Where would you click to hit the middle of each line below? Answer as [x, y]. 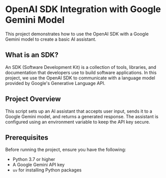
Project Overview [33, 99]
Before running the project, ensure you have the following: [66, 150]
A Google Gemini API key [38, 165]
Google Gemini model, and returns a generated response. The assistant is [82, 116]
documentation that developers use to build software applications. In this [81, 72]
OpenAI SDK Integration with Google [83, 9]
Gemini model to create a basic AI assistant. [51, 39]
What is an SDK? [32, 55]
